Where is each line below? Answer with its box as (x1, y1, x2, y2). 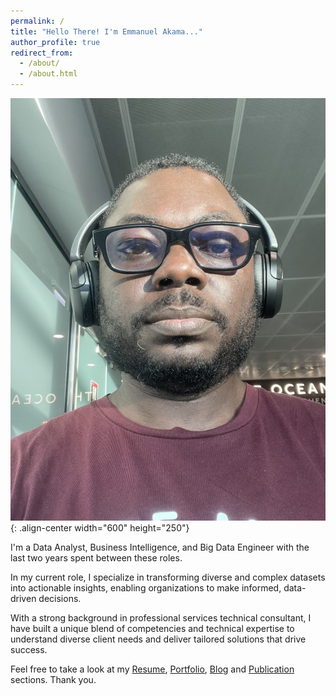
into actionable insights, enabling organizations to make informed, (10, 581, 282, 594)
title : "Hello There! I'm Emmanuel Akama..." (10, 26, 203, 37)
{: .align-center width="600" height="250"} (10, 521, 190, 534)
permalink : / (10, 16, 65, 26)
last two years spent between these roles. (10, 551, 183, 564)
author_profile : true (10, 37, 101, 47)
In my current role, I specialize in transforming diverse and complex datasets (10, 571, 326, 583)
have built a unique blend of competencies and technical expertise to (10, 622, 295, 634)
